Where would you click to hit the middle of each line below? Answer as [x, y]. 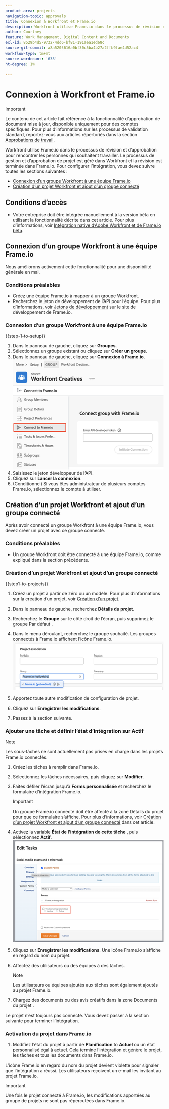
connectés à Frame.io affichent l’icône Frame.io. [62, 639]
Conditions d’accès [36, 202]
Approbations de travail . [30, 140]
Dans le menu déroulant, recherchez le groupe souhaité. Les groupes [84, 634]
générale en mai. [23, 272]
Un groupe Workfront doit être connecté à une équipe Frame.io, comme [87, 554]
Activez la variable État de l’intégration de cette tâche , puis [75, 832]
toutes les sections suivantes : [36, 171]
